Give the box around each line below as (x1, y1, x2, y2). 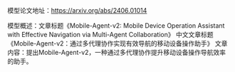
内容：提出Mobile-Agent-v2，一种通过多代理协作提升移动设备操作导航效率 (7, 48, 226, 56)
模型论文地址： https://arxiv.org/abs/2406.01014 (7, 6, 147, 14)
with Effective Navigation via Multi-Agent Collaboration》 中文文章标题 (7, 31, 214, 38)
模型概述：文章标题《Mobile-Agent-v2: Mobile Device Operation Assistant (7, 21, 225, 30)
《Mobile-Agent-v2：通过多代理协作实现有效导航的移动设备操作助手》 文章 (7, 39, 228, 48)
